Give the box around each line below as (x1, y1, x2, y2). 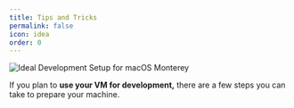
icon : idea (9, 29, 50, 38)
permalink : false (9, 21, 74, 30)
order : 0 (9, 37, 42, 47)
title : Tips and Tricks (9, 12, 98, 22)
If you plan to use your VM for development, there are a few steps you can (9, 79, 286, 90)
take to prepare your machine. (9, 89, 120, 100)
